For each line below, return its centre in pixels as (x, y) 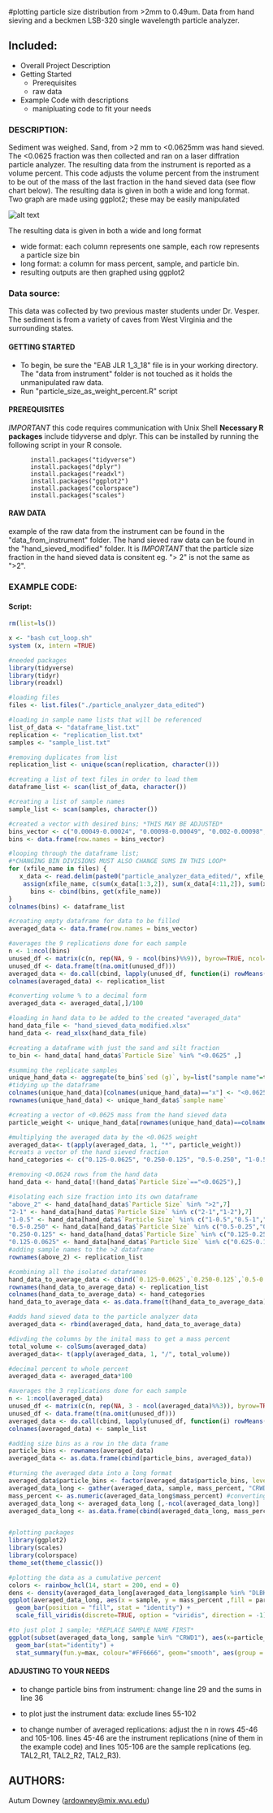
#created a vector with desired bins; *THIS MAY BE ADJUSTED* (116, 824)
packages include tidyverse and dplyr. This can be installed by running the (134, 436)
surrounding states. (41, 328)
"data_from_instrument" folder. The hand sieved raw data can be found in (131, 540)
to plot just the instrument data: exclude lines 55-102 (108, 1713)
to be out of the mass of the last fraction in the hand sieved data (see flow (132, 182)
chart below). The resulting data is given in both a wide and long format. (129, 191)
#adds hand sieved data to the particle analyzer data (103, 1317)
